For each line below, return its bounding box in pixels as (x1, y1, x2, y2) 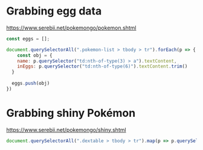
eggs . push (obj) (11, 80, 50, 87)
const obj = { (17, 52, 53, 58)
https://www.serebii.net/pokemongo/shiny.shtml (6, 126, 126, 133)
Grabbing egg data (6, 4, 102, 18)
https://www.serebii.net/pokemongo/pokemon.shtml (6, 24, 137, 31)
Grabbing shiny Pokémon (6, 107, 136, 120)
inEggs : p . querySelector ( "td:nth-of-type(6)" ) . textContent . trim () (17, 63, 188, 70)
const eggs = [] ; (6, 36, 50, 42)
